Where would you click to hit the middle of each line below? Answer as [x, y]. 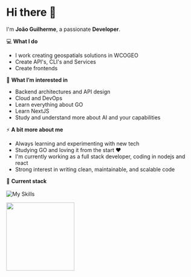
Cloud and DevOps [38, 98]
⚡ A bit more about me [35, 129]
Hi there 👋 [31, 12]
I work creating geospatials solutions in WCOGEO [77, 55]
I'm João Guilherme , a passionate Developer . [63, 29]
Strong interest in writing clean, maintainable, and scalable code [95, 169]
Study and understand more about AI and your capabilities [88, 117]
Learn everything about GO [49, 104]
